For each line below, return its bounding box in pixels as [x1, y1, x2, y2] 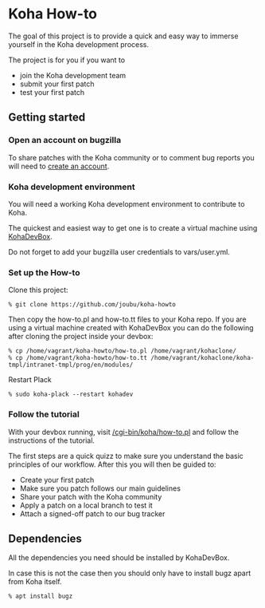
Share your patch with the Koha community [19, 492, 162, 501]
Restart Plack [8, 375, 52, 385]
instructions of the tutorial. [8, 436, 95, 445]
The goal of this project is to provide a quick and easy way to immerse [8, 31, 239, 41]
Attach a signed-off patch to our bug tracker [19, 508, 166, 519]
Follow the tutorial [8, 409, 80, 420]
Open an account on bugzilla [8, 135, 122, 146]
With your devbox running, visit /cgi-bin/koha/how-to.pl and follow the [8, 427, 239, 436]
